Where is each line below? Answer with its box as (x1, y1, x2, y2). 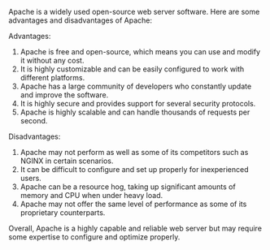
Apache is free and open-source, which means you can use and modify (20, 47, 261, 56)
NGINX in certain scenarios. (20, 156, 114, 166)
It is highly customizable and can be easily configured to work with (20, 64, 245, 74)
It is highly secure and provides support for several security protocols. (20, 99, 256, 108)
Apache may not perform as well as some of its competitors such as (20, 148, 249, 157)
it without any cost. (20, 56, 85, 65)
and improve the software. (20, 90, 109, 100)
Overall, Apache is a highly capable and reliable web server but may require (8, 223, 263, 233)
